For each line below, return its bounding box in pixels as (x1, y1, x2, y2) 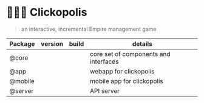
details (132, 39, 153, 48)
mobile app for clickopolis (90, 76, 163, 85)
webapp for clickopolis (90, 67, 155, 75)
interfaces (90, 57, 119, 66)
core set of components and (90, 49, 171, 58)
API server (90, 87, 120, 95)
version (41, 39, 64, 48)
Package (9, 39, 35, 48)
